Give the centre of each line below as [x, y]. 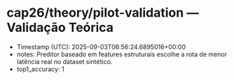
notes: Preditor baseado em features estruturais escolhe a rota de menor [122, 54]
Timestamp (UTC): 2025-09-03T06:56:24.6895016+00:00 [101, 47]
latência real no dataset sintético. [64, 61]
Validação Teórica [60, 27]
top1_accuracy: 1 [40, 69]
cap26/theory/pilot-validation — [103, 13]
